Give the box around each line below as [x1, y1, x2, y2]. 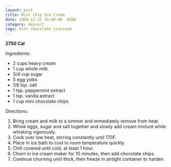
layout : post [5, 7, 33, 13]
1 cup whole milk [12, 66, 48, 72]
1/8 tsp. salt [12, 82, 37, 88]
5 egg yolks [12, 77, 37, 83]
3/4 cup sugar [12, 71, 43, 77]
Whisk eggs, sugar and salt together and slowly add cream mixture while [12, 124, 166, 130]
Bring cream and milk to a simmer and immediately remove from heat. [12, 118, 160, 124]
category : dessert [5, 21, 44, 27]
